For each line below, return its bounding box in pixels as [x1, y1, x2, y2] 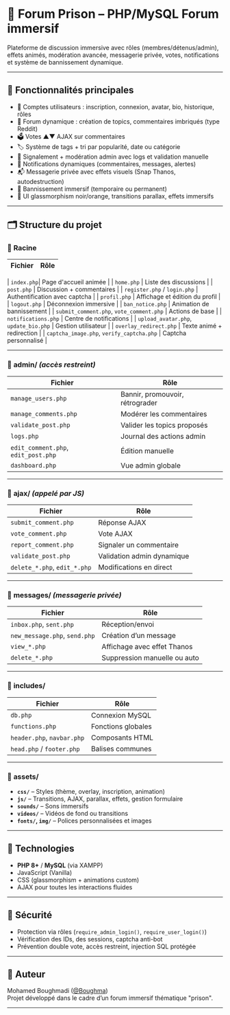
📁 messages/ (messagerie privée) [7, 590, 122, 600]
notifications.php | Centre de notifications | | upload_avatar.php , [7, 315, 192, 323]
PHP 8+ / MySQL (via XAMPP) [16, 861, 103, 869]
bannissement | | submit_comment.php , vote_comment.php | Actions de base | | [7, 307, 222, 315]
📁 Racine [7, 243, 37, 253]
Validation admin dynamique [98, 551, 190, 561]
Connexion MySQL [91, 710, 152, 720]
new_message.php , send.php [10, 631, 95, 641]
